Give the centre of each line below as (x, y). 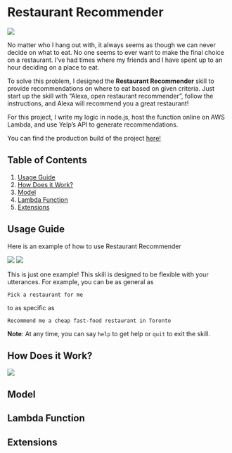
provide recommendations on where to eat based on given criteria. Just (111, 88)
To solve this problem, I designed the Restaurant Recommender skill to (111, 81)
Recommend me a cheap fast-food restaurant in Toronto (89, 321)
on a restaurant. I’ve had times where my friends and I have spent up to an (115, 60)
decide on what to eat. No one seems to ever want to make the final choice (116, 52)
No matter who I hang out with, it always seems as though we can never (111, 45)
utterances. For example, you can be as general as (80, 281)
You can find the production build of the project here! (84, 138)
